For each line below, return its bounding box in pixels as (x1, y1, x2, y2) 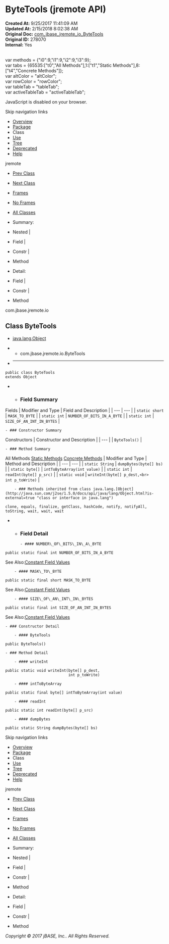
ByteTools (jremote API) (5, 4, 107, 15)
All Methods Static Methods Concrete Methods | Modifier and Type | (5, 456, 147, 462)
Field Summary (20, 395, 58, 403)
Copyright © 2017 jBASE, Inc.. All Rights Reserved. (5, 933, 110, 939)
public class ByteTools (5, 370, 55, 375)
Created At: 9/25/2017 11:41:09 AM (5, 20, 78, 26)
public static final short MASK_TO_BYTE (5, 578, 92, 583)
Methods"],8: (113, 62, 140, 68)
